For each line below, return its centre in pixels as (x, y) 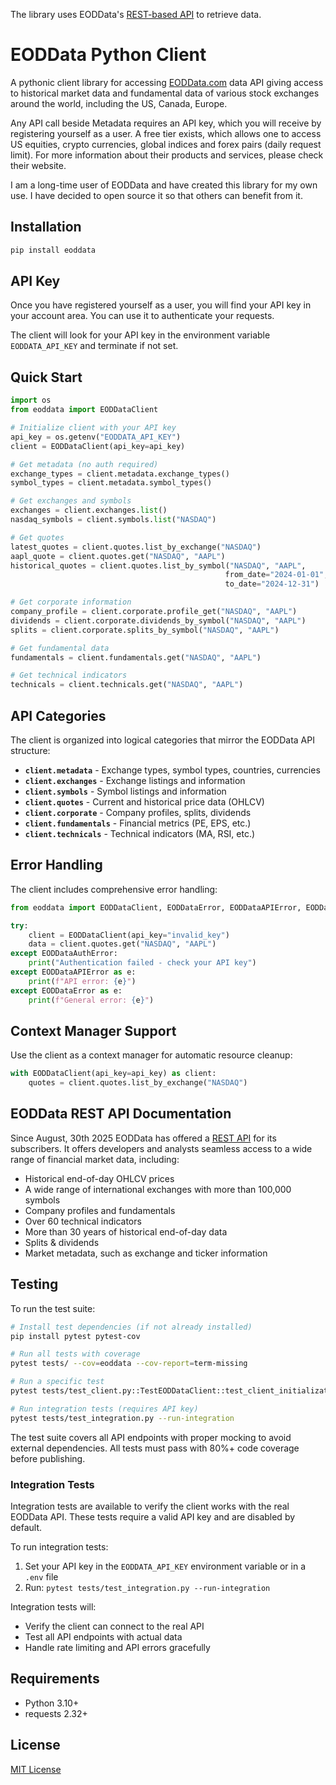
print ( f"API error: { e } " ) (82, 981)
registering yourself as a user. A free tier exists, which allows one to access (166, 133)
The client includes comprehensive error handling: (114, 889)
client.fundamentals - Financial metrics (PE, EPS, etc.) (138, 823)
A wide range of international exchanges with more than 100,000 (158, 1189)
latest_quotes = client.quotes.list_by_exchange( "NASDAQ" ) (136, 547)
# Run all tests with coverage (75, 1354)
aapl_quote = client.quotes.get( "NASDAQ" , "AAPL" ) (118, 556)
